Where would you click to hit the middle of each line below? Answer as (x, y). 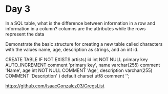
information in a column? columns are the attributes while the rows (76, 28)
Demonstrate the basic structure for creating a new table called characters (84, 44)
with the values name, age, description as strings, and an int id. (72, 49)
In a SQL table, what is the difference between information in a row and (80, 23)
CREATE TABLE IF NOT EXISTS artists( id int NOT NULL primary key (77, 59)
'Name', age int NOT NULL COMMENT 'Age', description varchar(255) (79, 70)
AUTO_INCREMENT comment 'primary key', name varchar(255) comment (83, 65)
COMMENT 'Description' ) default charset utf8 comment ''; (67, 76)
